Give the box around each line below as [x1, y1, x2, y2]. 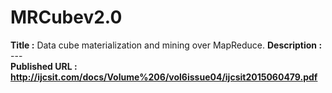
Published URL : [10, 60, 78, 72]
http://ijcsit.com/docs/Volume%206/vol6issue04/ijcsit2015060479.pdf [10, 71, 318, 83]
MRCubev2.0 [10, 6, 123, 29]
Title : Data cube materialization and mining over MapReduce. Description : [10, 39, 323, 51]
